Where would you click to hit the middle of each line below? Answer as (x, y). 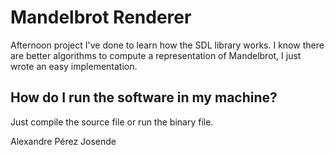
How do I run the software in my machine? (144, 97)
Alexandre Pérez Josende (63, 141)
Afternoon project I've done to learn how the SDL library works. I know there (167, 45)
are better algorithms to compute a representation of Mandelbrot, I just (156, 55)
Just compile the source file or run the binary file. (112, 122)
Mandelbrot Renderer (101, 17)
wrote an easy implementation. (74, 66)
